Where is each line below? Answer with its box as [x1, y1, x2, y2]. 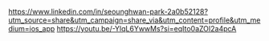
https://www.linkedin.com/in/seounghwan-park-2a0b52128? [8, 7, 209, 16]
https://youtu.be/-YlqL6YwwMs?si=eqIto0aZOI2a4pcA [56, 24, 237, 33]
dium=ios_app [8, 24, 55, 33]
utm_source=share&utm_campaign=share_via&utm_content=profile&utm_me [8, 15, 261, 25]
